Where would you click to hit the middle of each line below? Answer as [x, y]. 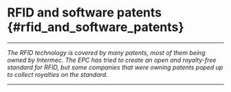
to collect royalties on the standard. [57, 74]
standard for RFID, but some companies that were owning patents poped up [115, 67]
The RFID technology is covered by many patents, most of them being [106, 52]
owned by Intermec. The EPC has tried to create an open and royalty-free [112, 60]
